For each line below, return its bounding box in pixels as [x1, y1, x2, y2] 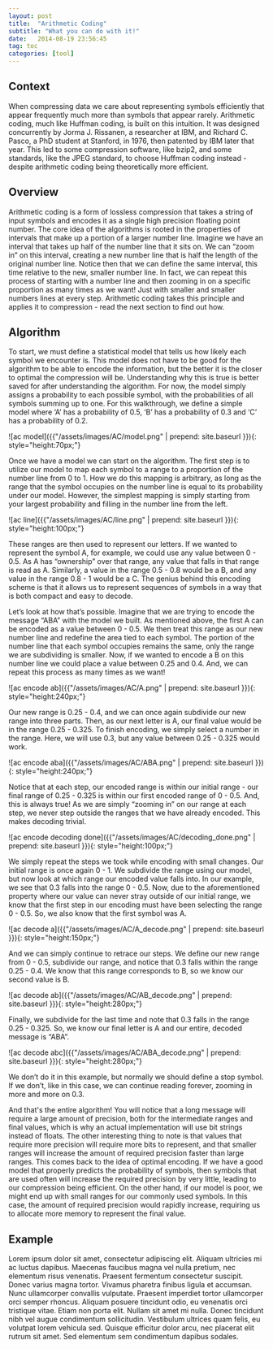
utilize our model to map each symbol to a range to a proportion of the [8, 465, 244, 475]
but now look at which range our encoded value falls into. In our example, [8, 874, 254, 884]
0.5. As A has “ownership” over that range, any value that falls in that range [8, 557, 260, 566]
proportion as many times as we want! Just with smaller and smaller [8, 284, 236, 294]
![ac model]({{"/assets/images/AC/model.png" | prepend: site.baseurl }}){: [8, 432, 258, 441]
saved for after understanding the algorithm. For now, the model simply [8, 381, 246, 391]
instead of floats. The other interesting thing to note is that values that [8, 1131, 242, 1141]
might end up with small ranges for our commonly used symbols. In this [8, 1191, 248, 1201]
